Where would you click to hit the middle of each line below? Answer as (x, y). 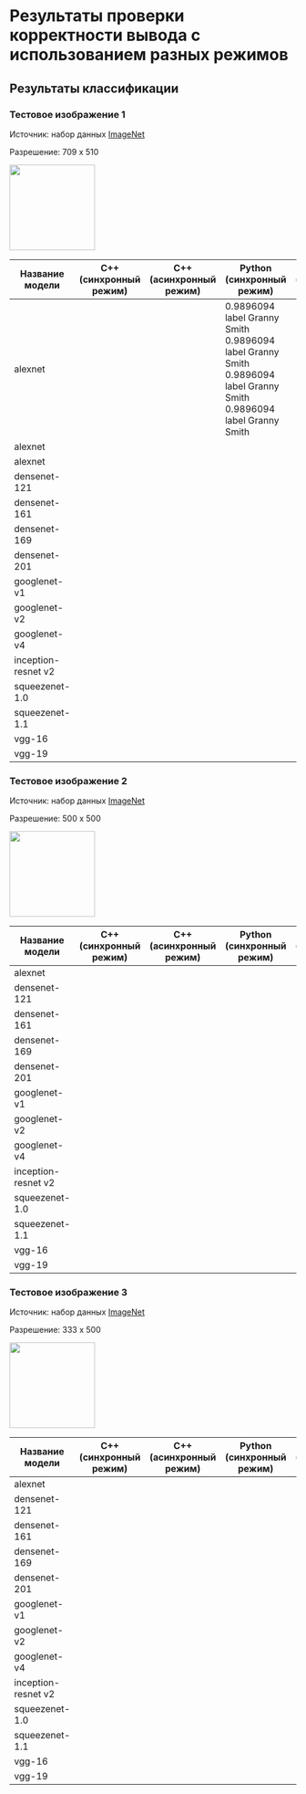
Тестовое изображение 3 (68, 1293)
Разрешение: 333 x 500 (56, 1330)
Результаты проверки (97, 16)
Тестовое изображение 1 (67, 114)
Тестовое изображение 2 (68, 781)
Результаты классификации (94, 88)
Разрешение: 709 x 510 (54, 152)
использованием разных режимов (149, 55)
